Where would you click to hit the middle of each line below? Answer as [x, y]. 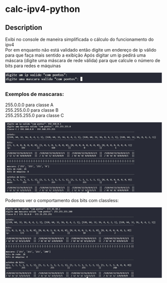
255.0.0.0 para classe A [29, 105]
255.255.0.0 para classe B [32, 110]
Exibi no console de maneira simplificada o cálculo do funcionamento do [80, 39]
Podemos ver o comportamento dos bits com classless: [62, 201]
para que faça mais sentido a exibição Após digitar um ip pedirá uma [76, 55]
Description [24, 28]
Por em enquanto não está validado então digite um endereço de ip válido [81, 50]
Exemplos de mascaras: [35, 94]
